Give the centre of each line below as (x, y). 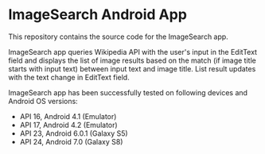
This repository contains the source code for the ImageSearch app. (118, 37)
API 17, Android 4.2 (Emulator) (68, 125)
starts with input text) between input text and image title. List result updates (132, 68)
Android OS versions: (43, 101)
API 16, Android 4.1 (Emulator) (68, 116)
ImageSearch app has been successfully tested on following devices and (128, 92)
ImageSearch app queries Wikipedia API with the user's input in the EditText (132, 52)
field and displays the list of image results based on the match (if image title (132, 60)
